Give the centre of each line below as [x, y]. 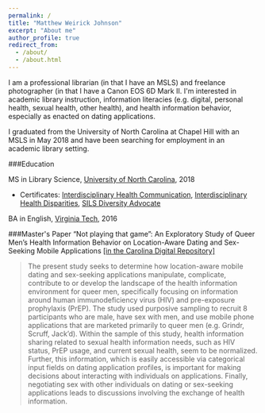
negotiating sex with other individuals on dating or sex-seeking [131, 384]
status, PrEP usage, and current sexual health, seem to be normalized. [142, 350]
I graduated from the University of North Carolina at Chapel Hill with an [124, 131]
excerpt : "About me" [42, 30]
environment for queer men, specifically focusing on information [133, 291]
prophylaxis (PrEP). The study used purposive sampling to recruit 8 [137, 308]
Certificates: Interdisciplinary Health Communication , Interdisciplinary [133, 195]
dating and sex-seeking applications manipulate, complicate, [127, 274]
